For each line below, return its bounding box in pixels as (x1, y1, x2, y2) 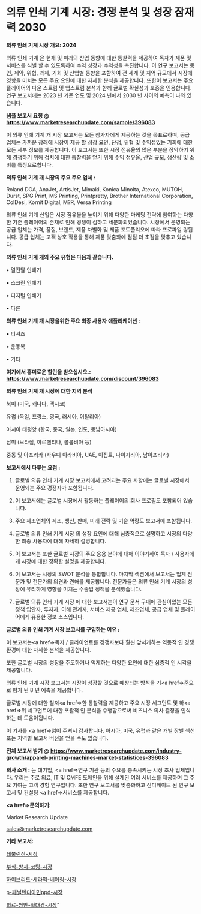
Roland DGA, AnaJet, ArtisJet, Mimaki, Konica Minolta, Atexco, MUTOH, (6, 185, 184, 193)
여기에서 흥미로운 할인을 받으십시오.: (6, 368, 91, 375)
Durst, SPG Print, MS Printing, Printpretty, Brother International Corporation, (6, 192, 193, 199)
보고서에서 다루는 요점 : (6, 464, 61, 471)
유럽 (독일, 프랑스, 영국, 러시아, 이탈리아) (6, 413, 101, 420)
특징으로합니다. (17, 161, 53, 168)
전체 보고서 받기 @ (6, 747, 50, 754)
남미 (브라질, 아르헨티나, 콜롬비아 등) (6, 438, 92, 446)
